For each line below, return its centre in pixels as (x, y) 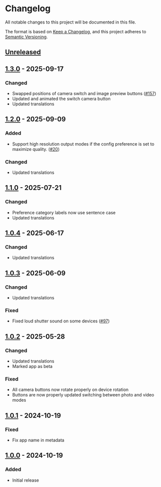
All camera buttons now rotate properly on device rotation (70, 390)
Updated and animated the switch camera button (61, 99)
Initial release (25, 480)
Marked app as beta (32, 366)
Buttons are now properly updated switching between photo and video (83, 395)
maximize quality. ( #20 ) (36, 149)
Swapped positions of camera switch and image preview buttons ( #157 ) (84, 94)
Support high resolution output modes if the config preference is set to (83, 144)
